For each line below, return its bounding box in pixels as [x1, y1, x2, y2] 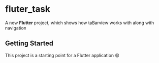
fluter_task [5, 3, 51, 15]
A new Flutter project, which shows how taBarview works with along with [5, 20, 154, 26]
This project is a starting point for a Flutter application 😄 [5, 52, 120, 58]
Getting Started [5, 39, 54, 48]
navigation [5, 25, 27, 31]
